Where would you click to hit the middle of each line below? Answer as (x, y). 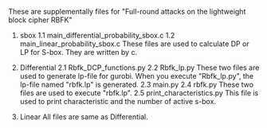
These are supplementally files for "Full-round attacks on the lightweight (127, 12)
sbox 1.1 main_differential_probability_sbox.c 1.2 (97, 35)
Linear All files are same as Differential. (84, 117)
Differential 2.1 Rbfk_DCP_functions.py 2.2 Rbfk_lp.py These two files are (139, 68)
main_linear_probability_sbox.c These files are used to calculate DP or (134, 44)
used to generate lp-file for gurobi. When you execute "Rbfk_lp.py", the (136, 76)
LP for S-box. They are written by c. (79, 52)
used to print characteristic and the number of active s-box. (118, 101)
